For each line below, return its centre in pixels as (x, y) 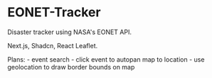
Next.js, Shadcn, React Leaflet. (53, 45)
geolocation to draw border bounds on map (71, 67)
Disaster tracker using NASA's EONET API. (69, 32)
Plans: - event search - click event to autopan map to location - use (106, 59)
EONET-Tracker (54, 12)
